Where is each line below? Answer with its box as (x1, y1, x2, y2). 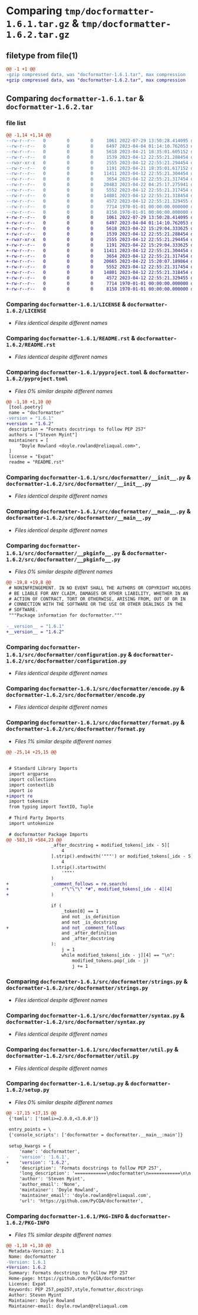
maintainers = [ (8, 437, 49, 443)
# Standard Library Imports (8, 766, 78, 772)
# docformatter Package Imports (8, 831, 88, 837)
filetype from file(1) (6, 50, 78, 60)
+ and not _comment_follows (6, 925, 126, 931)
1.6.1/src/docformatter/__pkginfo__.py (6, 550, 121, 556)
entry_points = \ (8, 1127, 51, 1133)
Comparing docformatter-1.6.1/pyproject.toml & (6, 368, 148, 376)
